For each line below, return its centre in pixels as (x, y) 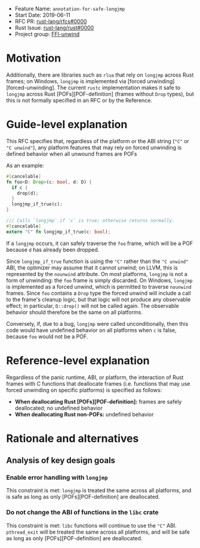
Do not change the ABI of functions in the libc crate (83, 513)
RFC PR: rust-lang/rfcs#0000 (51, 21)
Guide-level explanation (67, 125)
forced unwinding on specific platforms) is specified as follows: (84, 390)
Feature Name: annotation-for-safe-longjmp (70, 9)
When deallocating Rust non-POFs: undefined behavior (84, 414)
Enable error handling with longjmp (57, 477)
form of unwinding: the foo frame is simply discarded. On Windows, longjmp (99, 280)
